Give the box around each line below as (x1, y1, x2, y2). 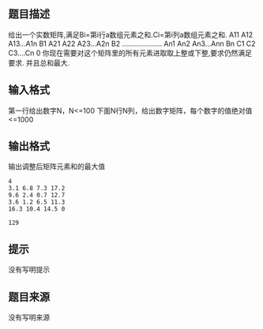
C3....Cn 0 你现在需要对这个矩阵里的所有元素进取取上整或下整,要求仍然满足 (8, 48, 253, 58)
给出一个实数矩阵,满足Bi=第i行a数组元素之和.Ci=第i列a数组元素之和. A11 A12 (8, 30, 254, 39)
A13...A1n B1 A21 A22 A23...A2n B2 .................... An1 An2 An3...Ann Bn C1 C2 (8, 39, 256, 48)
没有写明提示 (8, 265, 50, 275)
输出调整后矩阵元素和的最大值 (8, 162, 105, 171)
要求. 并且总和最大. (8, 58, 70, 67)
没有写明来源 (8, 312, 50, 322)
